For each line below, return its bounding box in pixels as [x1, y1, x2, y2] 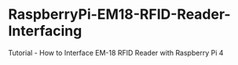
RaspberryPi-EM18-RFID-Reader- [8, 5, 231, 23]
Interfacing [8, 22, 82, 40]
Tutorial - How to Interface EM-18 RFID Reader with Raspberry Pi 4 [8, 48, 224, 57]
